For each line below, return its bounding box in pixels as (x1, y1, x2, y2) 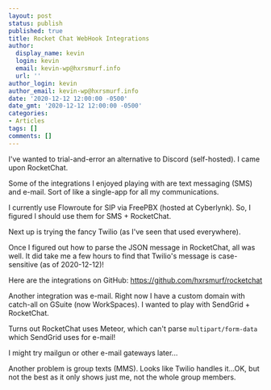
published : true (8, 27, 63, 35)
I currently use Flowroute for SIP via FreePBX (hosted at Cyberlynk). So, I (8, 203, 252, 212)
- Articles (8, 117, 45, 125)
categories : (8, 110, 48, 118)
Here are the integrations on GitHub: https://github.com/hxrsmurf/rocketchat (8, 275, 263, 285)
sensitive (8, 259, 39, 269)
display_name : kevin (15, 49, 85, 57)
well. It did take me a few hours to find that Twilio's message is (8, 251, 217, 261)
